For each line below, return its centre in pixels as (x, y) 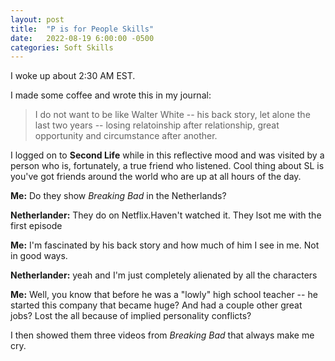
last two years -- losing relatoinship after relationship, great (157, 125)
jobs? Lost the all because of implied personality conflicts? (131, 316)
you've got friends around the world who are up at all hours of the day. (156, 177)
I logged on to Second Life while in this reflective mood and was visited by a (167, 155)
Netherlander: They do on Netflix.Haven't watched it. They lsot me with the (166, 215)
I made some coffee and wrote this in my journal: (111, 95)
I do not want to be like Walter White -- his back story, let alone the (172, 115)
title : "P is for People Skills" (82, 29)
